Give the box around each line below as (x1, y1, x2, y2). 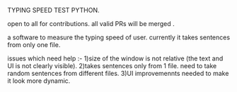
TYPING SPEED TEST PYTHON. (7, 6, 100, 14)
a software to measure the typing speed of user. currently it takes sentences (7, 33, 231, 41)
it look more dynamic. (7, 77, 71, 85)
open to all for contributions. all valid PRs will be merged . (7, 20, 175, 27)
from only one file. (7, 41, 61, 48)
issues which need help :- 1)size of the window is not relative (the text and (7, 54, 224, 63)
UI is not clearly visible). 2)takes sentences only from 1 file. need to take (7, 62, 217, 70)
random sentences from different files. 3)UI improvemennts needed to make (7, 70, 229, 77)
